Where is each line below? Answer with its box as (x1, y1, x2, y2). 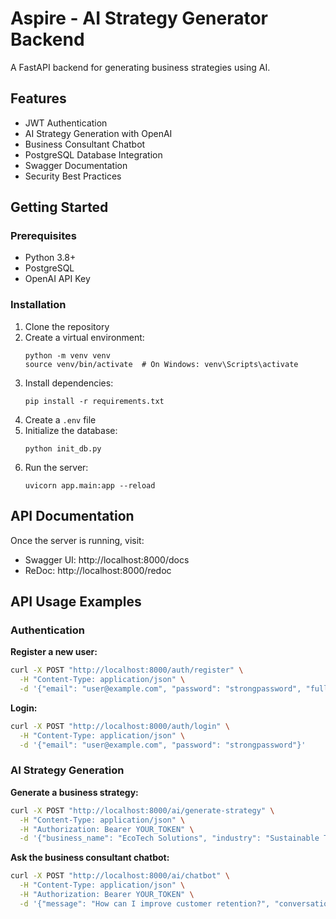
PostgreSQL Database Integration (24, 148, 163, 161)
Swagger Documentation (24, 159, 128, 171)
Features (10, 90, 67, 107)
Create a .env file (24, 413, 97, 426)
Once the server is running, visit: (10, 534, 145, 546)
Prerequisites (10, 229, 77, 243)
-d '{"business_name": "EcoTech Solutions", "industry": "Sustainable (19, 833, 320, 844)
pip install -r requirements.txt (24, 396, 165, 406)
